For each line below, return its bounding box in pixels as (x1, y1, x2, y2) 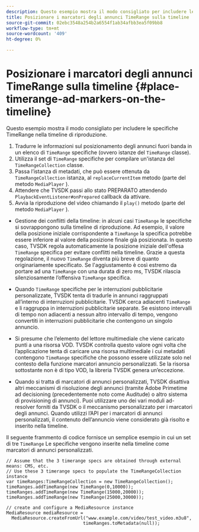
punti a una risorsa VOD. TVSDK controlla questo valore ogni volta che (14, 341, 187, 348)
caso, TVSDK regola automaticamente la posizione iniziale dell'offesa (14, 242, 184, 250)
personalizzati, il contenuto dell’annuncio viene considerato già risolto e (14, 415, 190, 423)
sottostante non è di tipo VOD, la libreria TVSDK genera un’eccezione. (14, 366, 185, 373)
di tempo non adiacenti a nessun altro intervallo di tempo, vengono (14, 310, 178, 318)
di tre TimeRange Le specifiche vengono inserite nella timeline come (6, 440, 170, 447)
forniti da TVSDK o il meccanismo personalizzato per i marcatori (36, 403, 192, 410)
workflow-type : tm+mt (6, 25, 60, 32)
